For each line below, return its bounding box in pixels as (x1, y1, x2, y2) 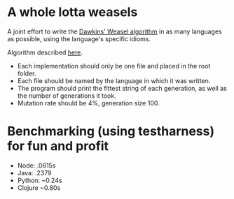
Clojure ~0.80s (17, 183, 61, 192)
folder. (17, 69, 36, 78)
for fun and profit (7, 138, 109, 154)
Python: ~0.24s (17, 176, 62, 184)
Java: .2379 (17, 168, 52, 177)
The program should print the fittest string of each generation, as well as (17, 84, 228, 92)
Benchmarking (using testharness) (7, 124, 215, 140)
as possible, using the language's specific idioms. (7, 34, 151, 43)
